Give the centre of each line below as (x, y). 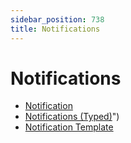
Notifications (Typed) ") (72, 117)
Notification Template (69, 127)
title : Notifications (55, 29)
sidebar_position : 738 (57, 19)
